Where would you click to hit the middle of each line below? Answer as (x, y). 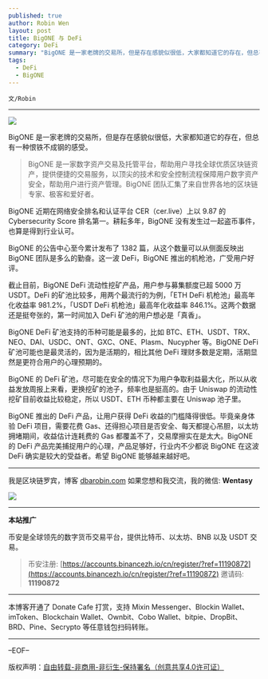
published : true (35, 16)
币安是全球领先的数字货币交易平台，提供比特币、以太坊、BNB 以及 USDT (128, 537)
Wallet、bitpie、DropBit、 (200, 617)
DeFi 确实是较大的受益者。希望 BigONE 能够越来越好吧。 (101, 456)
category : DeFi (33, 46)
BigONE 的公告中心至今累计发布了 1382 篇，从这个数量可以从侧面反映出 (126, 248)
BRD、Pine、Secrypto (45, 627)
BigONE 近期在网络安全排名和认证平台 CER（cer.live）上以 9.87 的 (117, 211)
